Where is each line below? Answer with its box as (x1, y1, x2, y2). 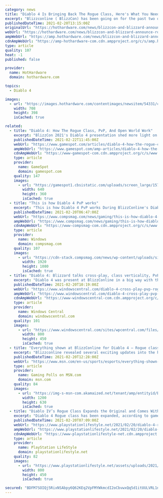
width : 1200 (22, 395, 47, 400)
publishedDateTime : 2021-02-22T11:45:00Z (14, 137, 98, 142)
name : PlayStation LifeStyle (17, 445, 77, 450)
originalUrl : (5, 25, 32, 30)
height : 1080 (22, 264, 49, 269)
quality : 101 (14, 318, 40, 323)
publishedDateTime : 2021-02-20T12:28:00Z (14, 354, 98, 359)
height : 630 (22, 400, 47, 405)
